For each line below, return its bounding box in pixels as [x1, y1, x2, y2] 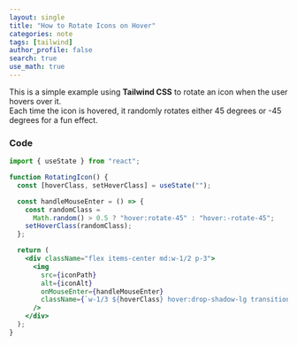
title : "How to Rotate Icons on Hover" [9, 21, 156, 30]
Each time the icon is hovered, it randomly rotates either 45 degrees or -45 [9, 105, 282, 116]
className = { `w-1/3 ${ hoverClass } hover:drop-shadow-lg [41, 295, 247, 304]
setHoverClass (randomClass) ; [25, 222, 133, 231]
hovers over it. [9, 96, 62, 106]
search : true [9, 54, 57, 63]
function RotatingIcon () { [9, 173, 109, 182]
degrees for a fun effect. [9, 114, 99, 125]
